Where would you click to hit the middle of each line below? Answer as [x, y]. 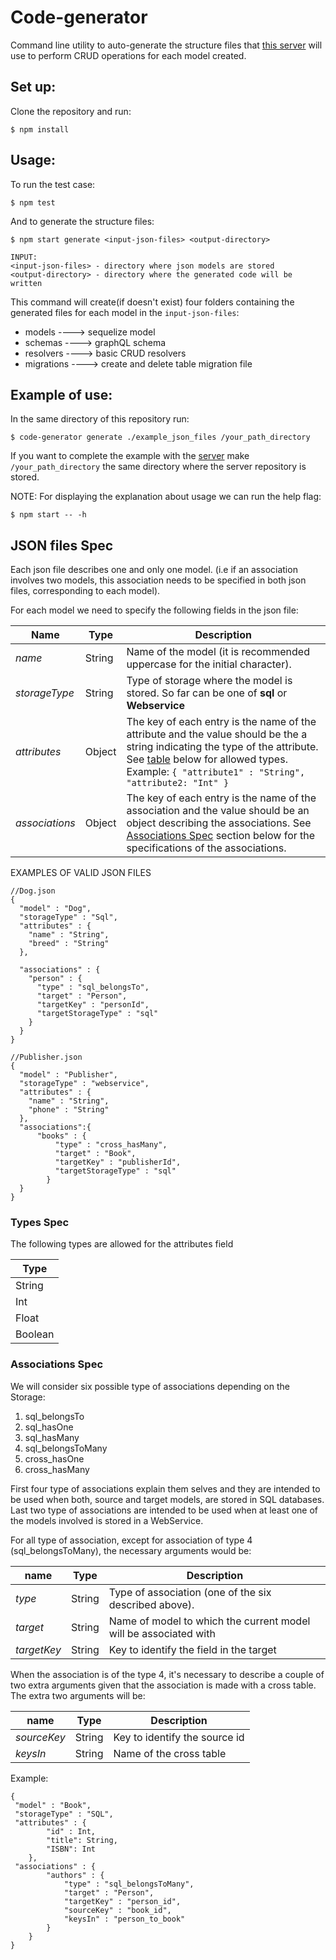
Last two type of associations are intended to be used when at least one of [164, 1510]
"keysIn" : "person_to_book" [124, 1919]
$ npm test [33, 202]
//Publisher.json [46, 1057]
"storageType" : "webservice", [84, 1084]
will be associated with [162, 1633]
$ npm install [40, 129]
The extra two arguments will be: [78, 1695]
